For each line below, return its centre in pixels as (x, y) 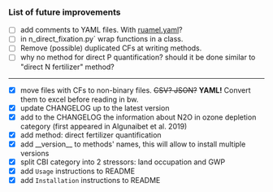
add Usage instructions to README (78, 171)
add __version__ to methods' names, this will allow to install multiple (133, 144)
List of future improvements (65, 12)
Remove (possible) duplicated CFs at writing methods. (111, 48)
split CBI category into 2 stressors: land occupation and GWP (123, 162)
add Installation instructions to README (90, 180)
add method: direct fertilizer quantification (91, 135)
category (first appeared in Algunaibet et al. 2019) (104, 126)
